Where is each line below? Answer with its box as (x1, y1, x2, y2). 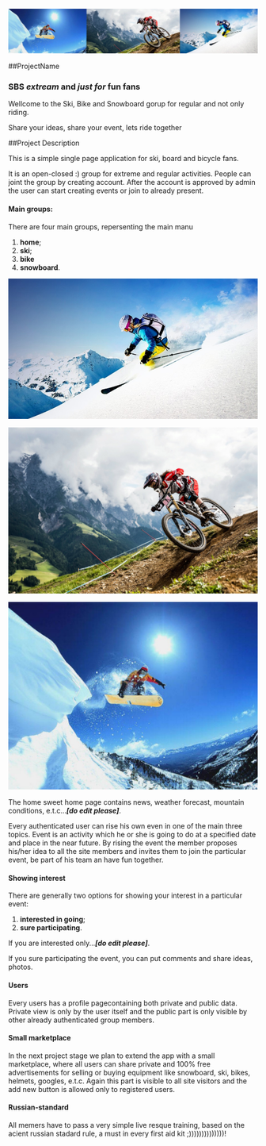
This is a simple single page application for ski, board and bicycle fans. (8, 154, 239, 163)
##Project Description (8, 138, 80, 148)
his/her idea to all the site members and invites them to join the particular (8, 847, 246, 856)
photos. (8, 962, 33, 972)
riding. (8, 108, 29, 117)
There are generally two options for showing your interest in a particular (8, 890, 243, 901)
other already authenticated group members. (8, 1015, 154, 1025)
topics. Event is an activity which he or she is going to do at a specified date (8, 830, 256, 840)
